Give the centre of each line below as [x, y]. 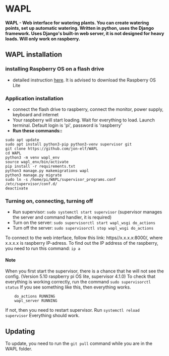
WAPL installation [34, 55]
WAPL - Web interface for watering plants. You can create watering [77, 23]
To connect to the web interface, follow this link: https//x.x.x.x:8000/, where [84, 238]
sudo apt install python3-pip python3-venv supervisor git [69, 144]
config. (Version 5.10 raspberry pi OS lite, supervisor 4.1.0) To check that [80, 276]
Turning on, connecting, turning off [49, 201]
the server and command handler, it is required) [62, 218]
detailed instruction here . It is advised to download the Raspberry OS [84, 80]
